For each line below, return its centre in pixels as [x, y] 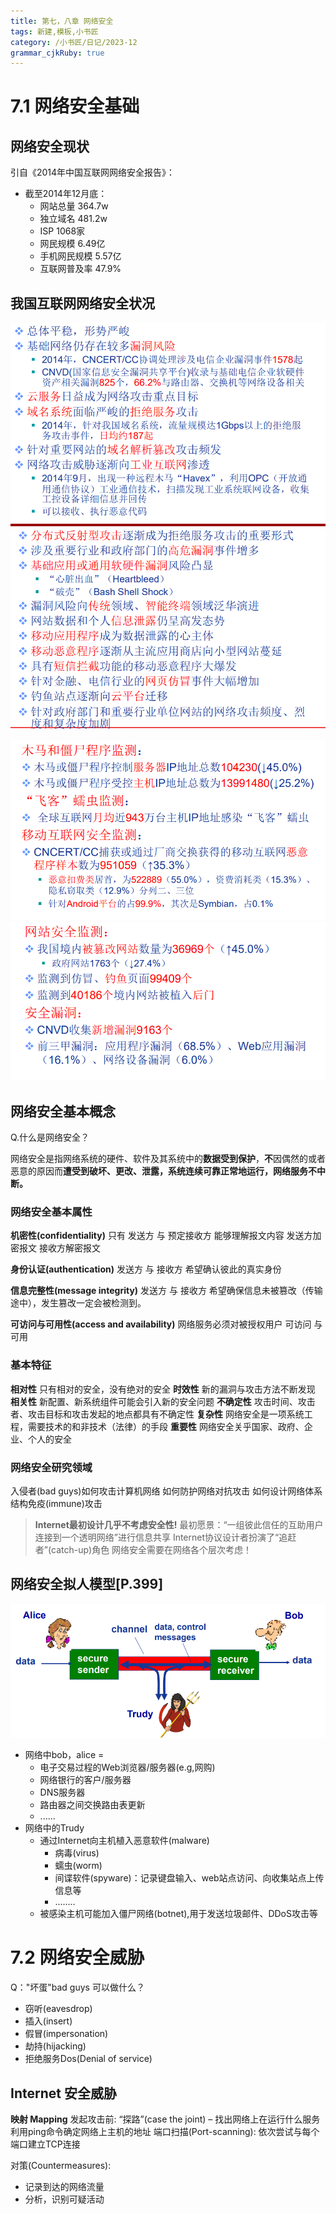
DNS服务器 [62, 1792]
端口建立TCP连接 [45, 2144]
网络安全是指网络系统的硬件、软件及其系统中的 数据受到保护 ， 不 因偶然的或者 [168, 1159]
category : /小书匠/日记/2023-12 [74, 42]
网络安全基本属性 [51, 1212]
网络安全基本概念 [63, 1111]
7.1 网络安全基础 [75, 106]
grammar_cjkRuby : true [57, 53]
